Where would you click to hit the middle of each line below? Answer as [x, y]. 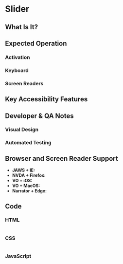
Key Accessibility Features [46, 99]
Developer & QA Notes [39, 116]
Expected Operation [36, 43]
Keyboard [17, 70]
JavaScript [18, 256]
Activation [18, 57]
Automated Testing [28, 143]
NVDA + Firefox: [29, 175]
